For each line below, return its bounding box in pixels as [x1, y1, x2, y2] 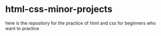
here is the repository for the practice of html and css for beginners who [5, 20, 156, 26]
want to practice [5, 25, 39, 31]
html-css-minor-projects [5, 3, 113, 15]
